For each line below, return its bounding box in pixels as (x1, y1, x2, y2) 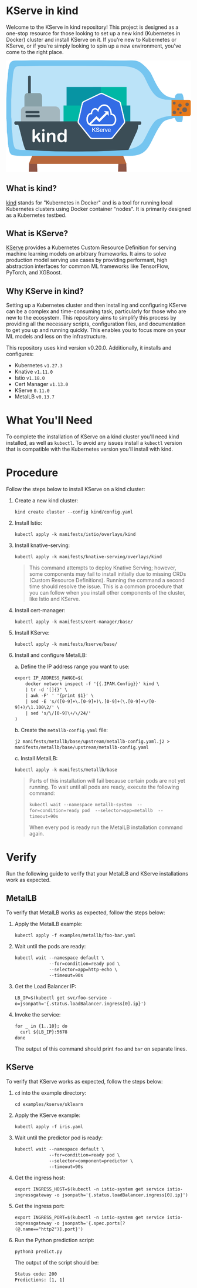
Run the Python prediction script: (14, 1236, 95, 1243)
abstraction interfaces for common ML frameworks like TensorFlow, (6, 263, 170, 270)
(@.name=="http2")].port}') (14, 1226, 83, 1232)
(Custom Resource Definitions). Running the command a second (29, 577, 185, 583)
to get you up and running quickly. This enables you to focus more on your (6, 327, 186, 334)
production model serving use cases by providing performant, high (6, 257, 168, 264)
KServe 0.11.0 (14, 387, 50, 394)
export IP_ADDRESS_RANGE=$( (14, 675, 83, 681)
